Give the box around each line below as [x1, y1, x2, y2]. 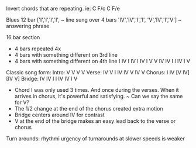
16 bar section [6, 34, 40, 40]
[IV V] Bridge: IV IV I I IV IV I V [6, 75, 78, 82]
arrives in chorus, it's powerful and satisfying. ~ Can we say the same [14, 93, 183, 99]
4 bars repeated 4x [14, 45, 61, 52]
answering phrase [6, 23, 50, 29]
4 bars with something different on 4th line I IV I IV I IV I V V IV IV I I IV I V [14, 58, 190, 64]
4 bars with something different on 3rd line [14, 51, 118, 58]
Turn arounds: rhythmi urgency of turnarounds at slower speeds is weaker [6, 135, 185, 142]
